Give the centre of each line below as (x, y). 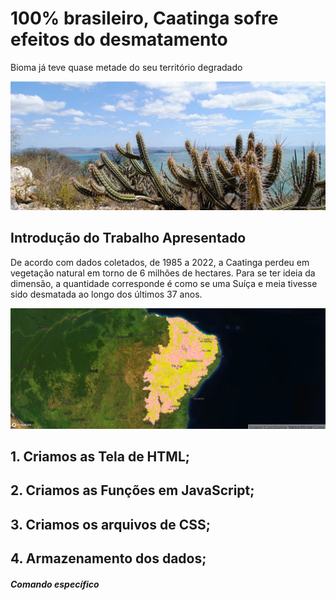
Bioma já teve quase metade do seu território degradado (126, 67)
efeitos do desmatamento (119, 39)
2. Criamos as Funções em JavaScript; (132, 490)
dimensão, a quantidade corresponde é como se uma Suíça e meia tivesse (164, 283)
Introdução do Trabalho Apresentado (128, 238)
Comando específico (55, 584)
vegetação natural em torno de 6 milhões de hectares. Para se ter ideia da (163, 273)
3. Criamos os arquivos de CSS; (110, 524)
